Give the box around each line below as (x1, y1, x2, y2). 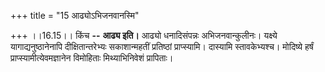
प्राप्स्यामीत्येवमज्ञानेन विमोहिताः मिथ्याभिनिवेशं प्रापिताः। (10, 52, 174, 64)
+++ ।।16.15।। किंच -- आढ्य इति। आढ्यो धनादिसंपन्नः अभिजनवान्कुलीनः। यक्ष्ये (10, 30, 278, 41)
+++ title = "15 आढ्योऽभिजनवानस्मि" (10, 10, 140, 21)
